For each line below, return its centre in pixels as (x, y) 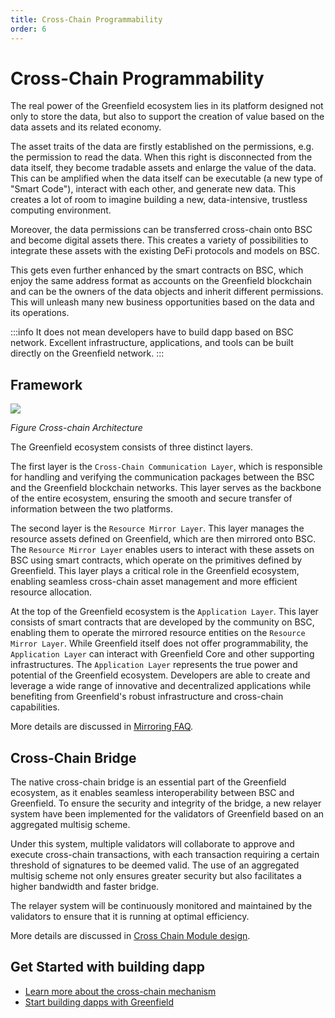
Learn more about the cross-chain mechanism (120, 991)
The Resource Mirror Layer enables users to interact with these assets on (162, 550)
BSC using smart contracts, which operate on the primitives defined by (156, 560)
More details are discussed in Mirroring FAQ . (102, 727)
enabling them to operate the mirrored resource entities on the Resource (158, 633)
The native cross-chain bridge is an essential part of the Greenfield (148, 782)
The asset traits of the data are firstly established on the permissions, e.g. (162, 147)
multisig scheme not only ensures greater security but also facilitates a (156, 876)
